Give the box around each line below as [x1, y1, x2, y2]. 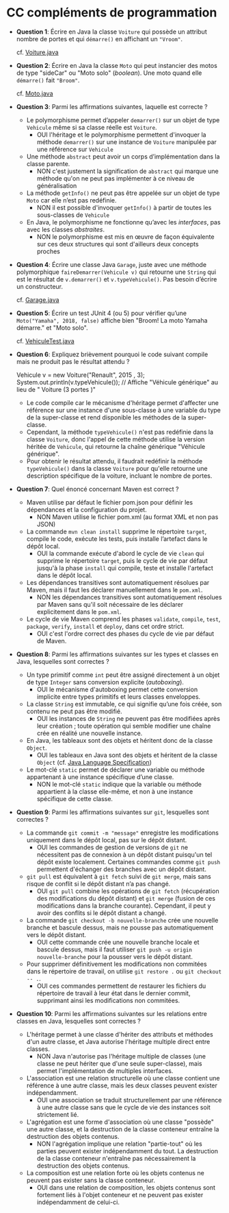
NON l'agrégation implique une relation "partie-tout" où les [36, 1140, 202, 1148]
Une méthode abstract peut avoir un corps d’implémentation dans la [26, 152, 220, 161]
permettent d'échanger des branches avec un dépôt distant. [36, 865, 206, 873]
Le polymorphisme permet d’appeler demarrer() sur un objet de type [26, 115, 220, 124]
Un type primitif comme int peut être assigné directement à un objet [26, 671, 220, 679]
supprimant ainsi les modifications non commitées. [36, 996, 180, 1004]
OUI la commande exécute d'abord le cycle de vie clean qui [36, 549, 204, 557]
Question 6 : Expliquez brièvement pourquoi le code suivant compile [16, 350, 208, 358]
